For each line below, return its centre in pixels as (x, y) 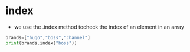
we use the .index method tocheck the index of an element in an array (99, 27)
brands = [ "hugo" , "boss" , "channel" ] (48, 37)
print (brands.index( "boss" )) (41, 43)
